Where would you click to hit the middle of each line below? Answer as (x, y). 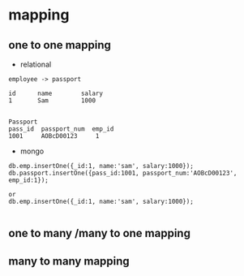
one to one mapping (60, 45)
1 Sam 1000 (52, 101)
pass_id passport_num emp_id (61, 129)
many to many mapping (69, 261)
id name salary (56, 93)
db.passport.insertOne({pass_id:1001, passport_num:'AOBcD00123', (123, 173)
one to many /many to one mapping (99, 233)
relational (36, 64)
